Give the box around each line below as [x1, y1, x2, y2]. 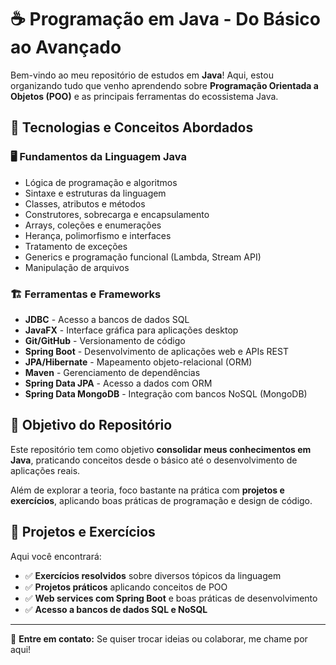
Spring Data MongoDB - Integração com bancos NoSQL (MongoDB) [24, 387, 308, 400]
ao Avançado [10, 36, 122, 59]
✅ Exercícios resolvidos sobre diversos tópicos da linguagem [24, 569, 282, 581]
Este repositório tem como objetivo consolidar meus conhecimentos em [10, 443, 312, 455]
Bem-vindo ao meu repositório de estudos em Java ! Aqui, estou [10, 69, 274, 81]
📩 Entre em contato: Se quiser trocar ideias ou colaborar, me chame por [10, 632, 308, 645]
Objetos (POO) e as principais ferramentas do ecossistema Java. [10, 90, 279, 102]
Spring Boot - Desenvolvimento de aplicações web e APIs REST [24, 345, 289, 357]
